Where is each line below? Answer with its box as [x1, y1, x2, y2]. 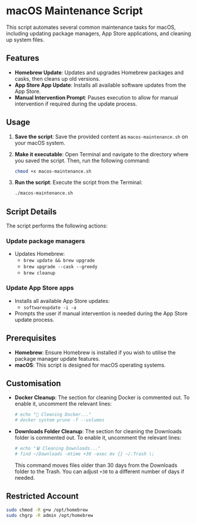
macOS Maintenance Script [6, 4, 143, 18]
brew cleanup [23, 270, 56, 276]
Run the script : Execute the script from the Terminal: [14, 179, 143, 186]
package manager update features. [14, 355, 101, 362]
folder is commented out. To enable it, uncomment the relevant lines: [14, 434, 182, 441]
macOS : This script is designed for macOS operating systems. [14, 361, 166, 368]
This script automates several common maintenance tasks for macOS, [6, 24, 176, 31]
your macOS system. [14, 139, 66, 146]
